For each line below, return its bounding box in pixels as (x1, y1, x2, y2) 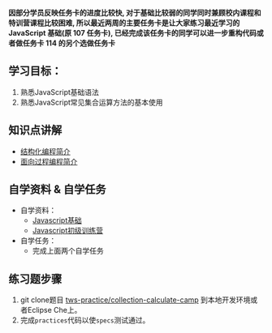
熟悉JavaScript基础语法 (19, 87, 100, 96)
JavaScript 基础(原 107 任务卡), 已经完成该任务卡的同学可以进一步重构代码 (8, 28, 257, 37)
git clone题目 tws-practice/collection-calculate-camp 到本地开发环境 (19, 295, 251, 305)
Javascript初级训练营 (32, 226, 104, 236)
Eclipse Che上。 (27, 305, 82, 315)
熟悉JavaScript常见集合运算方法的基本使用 (19, 97, 164, 107)
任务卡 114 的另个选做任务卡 (22, 38, 116, 48)
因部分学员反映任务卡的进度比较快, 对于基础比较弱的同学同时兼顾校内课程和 (8, 8, 261, 17)
